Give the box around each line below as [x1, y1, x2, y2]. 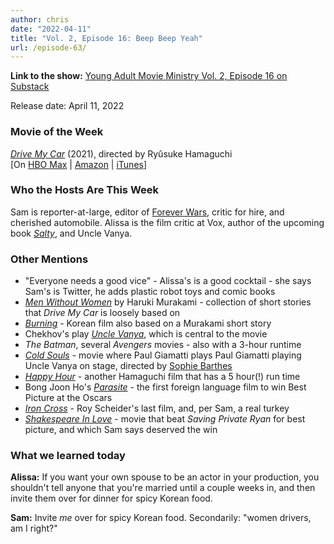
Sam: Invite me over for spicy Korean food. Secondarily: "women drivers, [10, 512, 312, 524]
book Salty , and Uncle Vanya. [10, 227, 133, 239]
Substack [10, 81, 50, 93]
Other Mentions [10, 252, 89, 266]
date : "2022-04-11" [10, 24, 92, 34]
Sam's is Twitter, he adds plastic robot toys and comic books [24, 286, 276, 298]
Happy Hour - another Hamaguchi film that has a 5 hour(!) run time [24, 371, 301, 383]
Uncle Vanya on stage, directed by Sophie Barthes [24, 360, 233, 372]
